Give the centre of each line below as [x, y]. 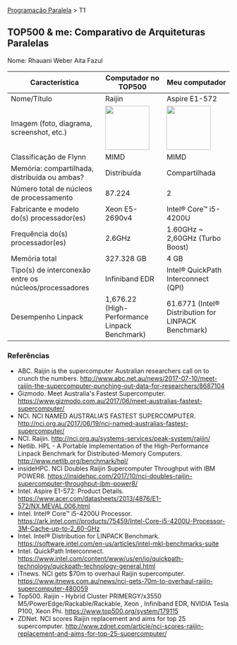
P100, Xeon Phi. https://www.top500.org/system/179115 [98, 611]
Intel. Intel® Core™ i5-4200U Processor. [75, 514]
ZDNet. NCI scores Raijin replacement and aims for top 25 [102, 619]
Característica [55, 82]
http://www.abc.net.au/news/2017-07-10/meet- [149, 379]
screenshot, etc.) [39, 132]
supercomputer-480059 [53, 588]
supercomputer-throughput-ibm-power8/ [78, 484]
